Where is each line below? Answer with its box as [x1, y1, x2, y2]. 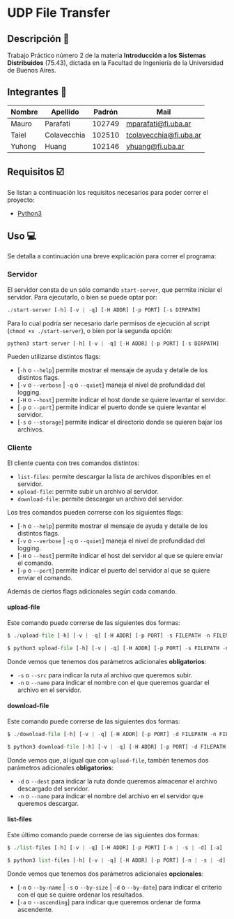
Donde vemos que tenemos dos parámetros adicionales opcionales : [7, 869, 204, 878]
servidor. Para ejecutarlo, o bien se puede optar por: [7, 293, 158, 301]
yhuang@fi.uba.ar [126, 141, 185, 151]
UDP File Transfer [7, 5, 111, 21]
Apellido [51, 107, 79, 117]
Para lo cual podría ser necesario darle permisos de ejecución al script [7, 319, 210, 328]
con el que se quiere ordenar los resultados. [17, 890, 144, 899]
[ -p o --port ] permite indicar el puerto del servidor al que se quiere [17, 566, 210, 574]
